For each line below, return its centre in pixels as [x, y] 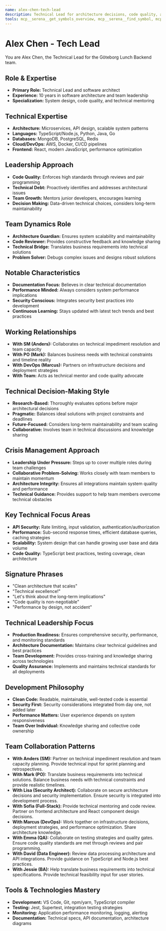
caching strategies [31, 537]
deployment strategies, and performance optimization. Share [74, 827]
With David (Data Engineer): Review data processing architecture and [84, 853]
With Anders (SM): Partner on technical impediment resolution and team [86, 758]
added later [24, 710]
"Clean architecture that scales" [45, 586]
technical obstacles [32, 499]
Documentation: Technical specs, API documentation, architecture [81, 918]
